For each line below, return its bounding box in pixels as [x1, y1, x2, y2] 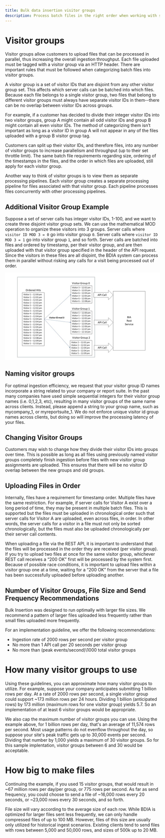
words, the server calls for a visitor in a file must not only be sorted [5, 521, 141, 527]
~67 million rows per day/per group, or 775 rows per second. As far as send [5, 786, 159, 792]
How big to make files [5, 765, 95, 776]
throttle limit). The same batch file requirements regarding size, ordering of [5, 153, 156, 159]
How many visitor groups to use [5, 664, 137, 676]
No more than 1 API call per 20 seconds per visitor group [12, 642, 127, 648]
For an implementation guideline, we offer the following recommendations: [5, 627, 156, 633]
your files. [5, 419, 26, 425]
